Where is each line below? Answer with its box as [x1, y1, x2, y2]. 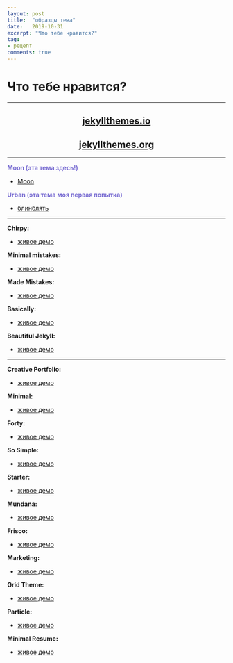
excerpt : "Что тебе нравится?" [7, 29, 98, 37]
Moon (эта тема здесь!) [7, 164, 78, 172]
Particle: [7, 607, 33, 616]
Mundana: [7, 500, 37, 508]
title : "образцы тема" [7, 17, 76, 24]
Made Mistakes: [7, 278, 55, 286]
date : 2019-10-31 [7, 23, 64, 30]
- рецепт [7, 42, 33, 49]
